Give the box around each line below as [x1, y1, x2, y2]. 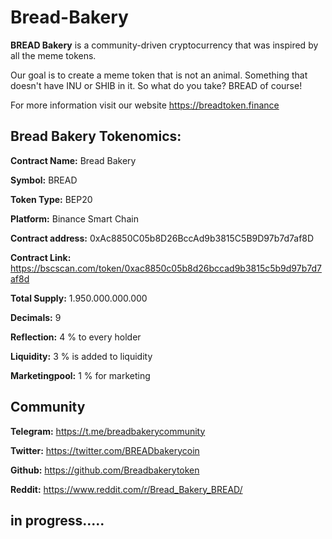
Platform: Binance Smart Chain [10, 212, 139, 225]
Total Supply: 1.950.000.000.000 [10, 292, 148, 304]
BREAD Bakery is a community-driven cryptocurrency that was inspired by [10, 39, 319, 51]
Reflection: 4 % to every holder [10, 331, 142, 343]
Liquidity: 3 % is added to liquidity [10, 350, 153, 362]
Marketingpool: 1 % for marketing [10, 369, 151, 381]
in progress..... [10, 512, 105, 529]
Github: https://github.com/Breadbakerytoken [10, 464, 200, 476]
